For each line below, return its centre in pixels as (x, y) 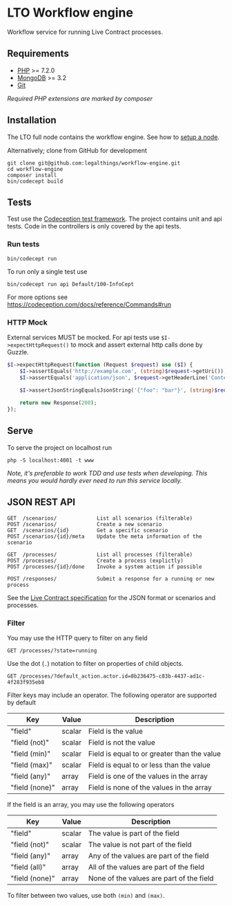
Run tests (23, 244)
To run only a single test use (47, 271)
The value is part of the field (134, 833)
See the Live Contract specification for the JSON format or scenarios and (112, 597)
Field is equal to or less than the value (149, 765)
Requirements (38, 54)
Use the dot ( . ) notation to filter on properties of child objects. (95, 664)
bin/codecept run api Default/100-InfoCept (71, 284)
